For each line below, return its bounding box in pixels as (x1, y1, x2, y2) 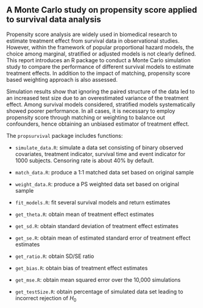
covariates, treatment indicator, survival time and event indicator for (15, 150, 186, 157)
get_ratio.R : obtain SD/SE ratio (15, 252, 94, 260)
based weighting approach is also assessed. (6, 76, 118, 83)
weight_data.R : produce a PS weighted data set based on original (15, 180, 180, 188)
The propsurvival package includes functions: (6, 132, 123, 139)
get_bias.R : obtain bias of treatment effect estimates (15, 264, 148, 271)
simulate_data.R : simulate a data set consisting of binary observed (15, 143, 183, 151)
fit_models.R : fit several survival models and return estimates (15, 198, 171, 206)
